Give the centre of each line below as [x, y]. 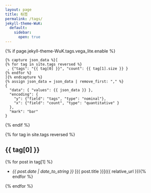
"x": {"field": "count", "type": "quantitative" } [67, 103]
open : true [29, 37]
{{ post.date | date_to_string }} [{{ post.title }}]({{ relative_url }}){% [79, 171]
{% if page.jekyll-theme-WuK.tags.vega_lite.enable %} [60, 51]
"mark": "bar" [24, 111]
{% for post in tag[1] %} [29, 162]
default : [18, 28]
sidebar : [23, 32]
